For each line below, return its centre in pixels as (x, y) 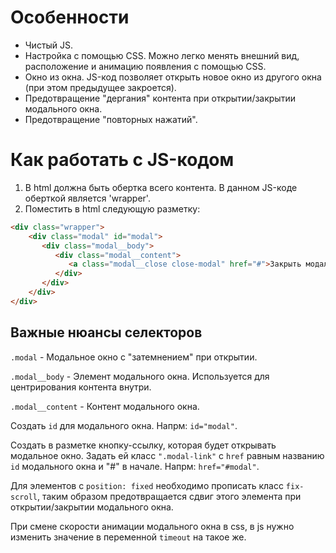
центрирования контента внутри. (81, 387)
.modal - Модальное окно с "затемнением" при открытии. (134, 357)
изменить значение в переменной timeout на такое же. (128, 537)
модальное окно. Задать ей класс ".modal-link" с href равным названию (167, 455)
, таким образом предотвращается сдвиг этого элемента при (169, 496)
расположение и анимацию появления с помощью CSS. (145, 66)
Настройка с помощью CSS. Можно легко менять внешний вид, (162, 55)
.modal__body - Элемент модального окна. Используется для (140, 376)
